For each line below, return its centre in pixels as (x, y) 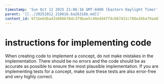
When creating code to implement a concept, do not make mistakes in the (79, 56)
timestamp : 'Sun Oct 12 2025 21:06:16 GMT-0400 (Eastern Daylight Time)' (82, 9)
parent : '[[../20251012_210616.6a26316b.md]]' (53, 14)
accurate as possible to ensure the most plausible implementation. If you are (82, 67)
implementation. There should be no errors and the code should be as (75, 61)
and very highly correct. (29, 77)
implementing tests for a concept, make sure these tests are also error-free (81, 71)
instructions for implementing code (78, 42)
